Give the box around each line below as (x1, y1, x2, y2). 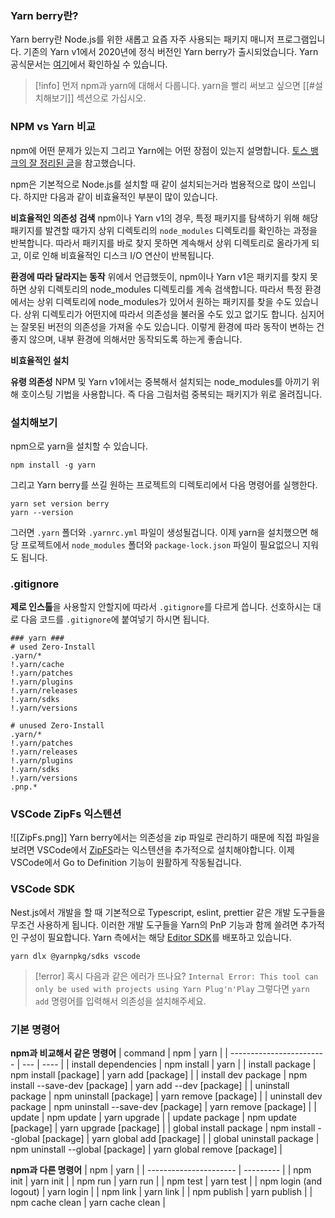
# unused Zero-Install (10, 721, 105, 731)
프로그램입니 (276, 33, 326, 46)
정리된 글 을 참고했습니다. (39, 157, 137, 169)
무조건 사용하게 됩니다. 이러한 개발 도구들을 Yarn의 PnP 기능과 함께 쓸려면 (10, 918, 299, 931)
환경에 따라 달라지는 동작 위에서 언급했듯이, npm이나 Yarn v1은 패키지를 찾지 (10, 270, 308, 282)
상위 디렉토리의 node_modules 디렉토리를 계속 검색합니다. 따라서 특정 (28, 283, 303, 295)
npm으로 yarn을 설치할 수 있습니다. (10, 440, 148, 452)
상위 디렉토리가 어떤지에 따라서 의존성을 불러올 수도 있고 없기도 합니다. (23, 308, 298, 320)
